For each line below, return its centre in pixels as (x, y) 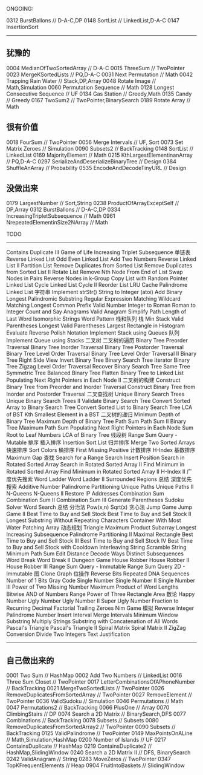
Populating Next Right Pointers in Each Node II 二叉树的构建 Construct (93, 380)
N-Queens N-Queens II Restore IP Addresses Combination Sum (85, 494)
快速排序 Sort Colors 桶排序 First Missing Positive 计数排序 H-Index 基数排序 (101, 450)
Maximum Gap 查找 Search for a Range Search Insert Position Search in (96, 458)
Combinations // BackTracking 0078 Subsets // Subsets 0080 (82, 721)
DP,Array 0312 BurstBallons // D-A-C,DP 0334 (63, 210)
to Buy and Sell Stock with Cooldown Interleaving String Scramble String (96, 548)
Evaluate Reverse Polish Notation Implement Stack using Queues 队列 (93, 333)
